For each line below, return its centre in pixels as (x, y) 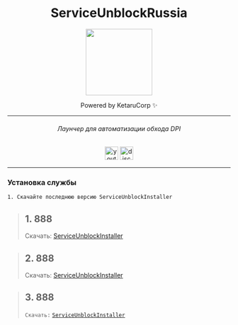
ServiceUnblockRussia (119, 13)
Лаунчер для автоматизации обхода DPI (119, 128)
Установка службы (42, 183)
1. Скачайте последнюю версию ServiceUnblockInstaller (90, 197)
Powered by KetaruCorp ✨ (119, 105)
